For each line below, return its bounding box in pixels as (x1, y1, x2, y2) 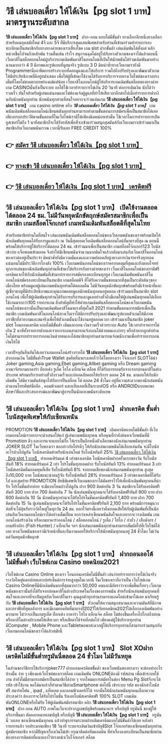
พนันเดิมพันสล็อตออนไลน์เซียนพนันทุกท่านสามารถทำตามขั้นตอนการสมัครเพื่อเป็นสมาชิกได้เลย (5, 108, 158, 114)
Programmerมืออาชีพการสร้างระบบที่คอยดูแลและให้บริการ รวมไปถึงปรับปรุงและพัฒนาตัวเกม (5, 67, 159, 73)
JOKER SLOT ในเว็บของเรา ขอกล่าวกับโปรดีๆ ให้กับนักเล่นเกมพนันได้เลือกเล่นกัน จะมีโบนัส (5, 443, 159, 449)
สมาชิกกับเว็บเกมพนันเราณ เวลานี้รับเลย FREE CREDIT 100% (5, 125, 112, 131)
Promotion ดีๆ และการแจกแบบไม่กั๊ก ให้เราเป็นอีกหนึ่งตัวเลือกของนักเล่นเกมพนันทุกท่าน (5, 438, 152, 444)
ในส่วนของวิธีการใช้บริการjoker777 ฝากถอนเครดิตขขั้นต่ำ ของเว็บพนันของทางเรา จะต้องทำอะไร (5, 665, 163, 671)
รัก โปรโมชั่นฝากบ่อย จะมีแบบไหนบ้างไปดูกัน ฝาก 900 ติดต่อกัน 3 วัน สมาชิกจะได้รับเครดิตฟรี (5, 483, 160, 489)
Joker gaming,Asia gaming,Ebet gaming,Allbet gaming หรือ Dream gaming (5, 361, 157, 367)
